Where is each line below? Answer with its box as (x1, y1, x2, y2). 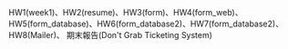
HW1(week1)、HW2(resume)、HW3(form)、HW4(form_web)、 (8, 7, 243, 17)
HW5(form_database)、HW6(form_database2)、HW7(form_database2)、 (8, 18, 284, 29)
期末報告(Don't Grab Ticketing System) (66, 30, 213, 40)
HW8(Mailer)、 (8, 30, 65, 40)
